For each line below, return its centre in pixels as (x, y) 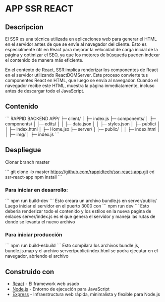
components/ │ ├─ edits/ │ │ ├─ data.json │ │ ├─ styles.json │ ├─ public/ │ (83, 124)
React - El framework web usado (46, 284)
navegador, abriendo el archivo (37, 256)
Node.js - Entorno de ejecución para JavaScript (61, 289)
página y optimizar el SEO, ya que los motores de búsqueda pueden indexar (82, 55)
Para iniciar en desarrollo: (37, 190)
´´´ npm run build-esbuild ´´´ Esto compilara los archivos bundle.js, (72, 246)
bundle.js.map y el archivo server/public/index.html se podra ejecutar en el (82, 251)
